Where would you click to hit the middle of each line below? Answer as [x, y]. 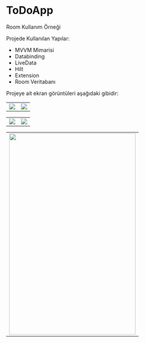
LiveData [26, 63]
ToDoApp [30, 10]
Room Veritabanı [35, 82]
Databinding [30, 56]
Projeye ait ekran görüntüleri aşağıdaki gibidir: [62, 93]
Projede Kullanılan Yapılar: [38, 38]
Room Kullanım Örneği [34, 27]
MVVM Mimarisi [34, 50]
